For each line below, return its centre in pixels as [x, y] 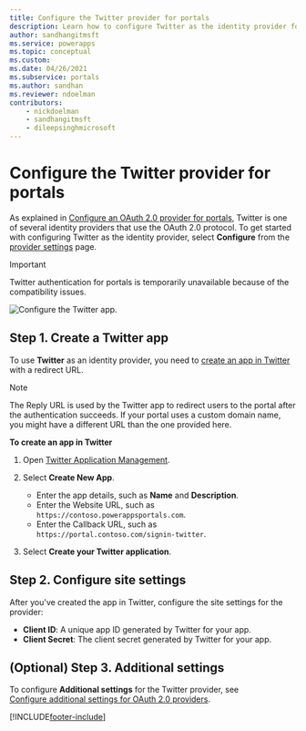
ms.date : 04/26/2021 [49, 69]
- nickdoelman [52, 111]
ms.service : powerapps [52, 43]
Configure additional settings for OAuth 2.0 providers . [110, 699]
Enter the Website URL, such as [95, 504]
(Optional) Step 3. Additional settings [117, 668]
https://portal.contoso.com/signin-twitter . [121, 533]
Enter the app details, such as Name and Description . [138, 495]
